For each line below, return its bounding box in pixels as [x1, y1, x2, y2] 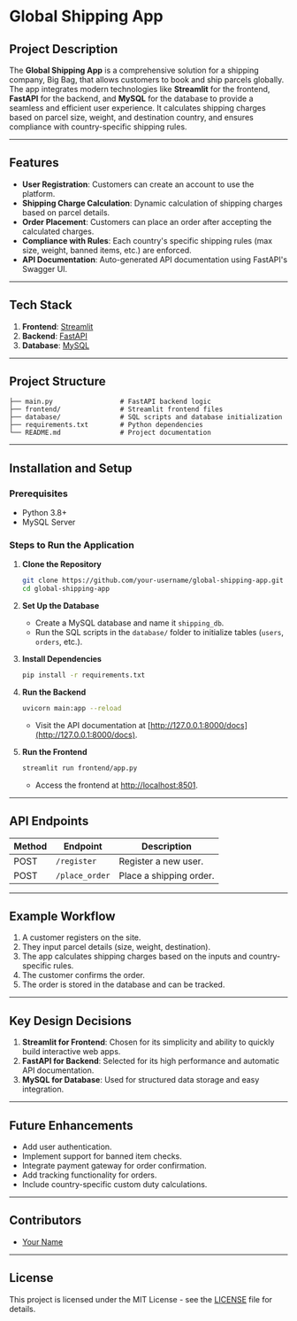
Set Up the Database [21, 601, 100, 611]
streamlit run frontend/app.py [21, 764, 138, 773]
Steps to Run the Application [9, 539, 134, 551]
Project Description [9, 42, 118, 57]
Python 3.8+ [21, 508, 68, 518]
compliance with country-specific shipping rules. [9, 121, 187, 132]
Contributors [9, 1213, 82, 1228]
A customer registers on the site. [21, 932, 141, 943]
